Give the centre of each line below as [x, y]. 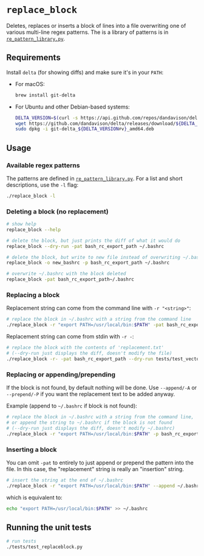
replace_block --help [34, 229]
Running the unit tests [49, 527]
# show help [21, 224]
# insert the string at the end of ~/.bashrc [65, 480]
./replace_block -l [31, 196]
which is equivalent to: [34, 497]
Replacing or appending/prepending [61, 374]
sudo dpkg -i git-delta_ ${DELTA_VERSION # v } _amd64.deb [84, 129]
